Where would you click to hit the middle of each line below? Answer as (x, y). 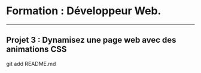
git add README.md (31, 64)
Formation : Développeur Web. (84, 11)
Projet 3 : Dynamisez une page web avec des (91, 40)
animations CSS (36, 50)
